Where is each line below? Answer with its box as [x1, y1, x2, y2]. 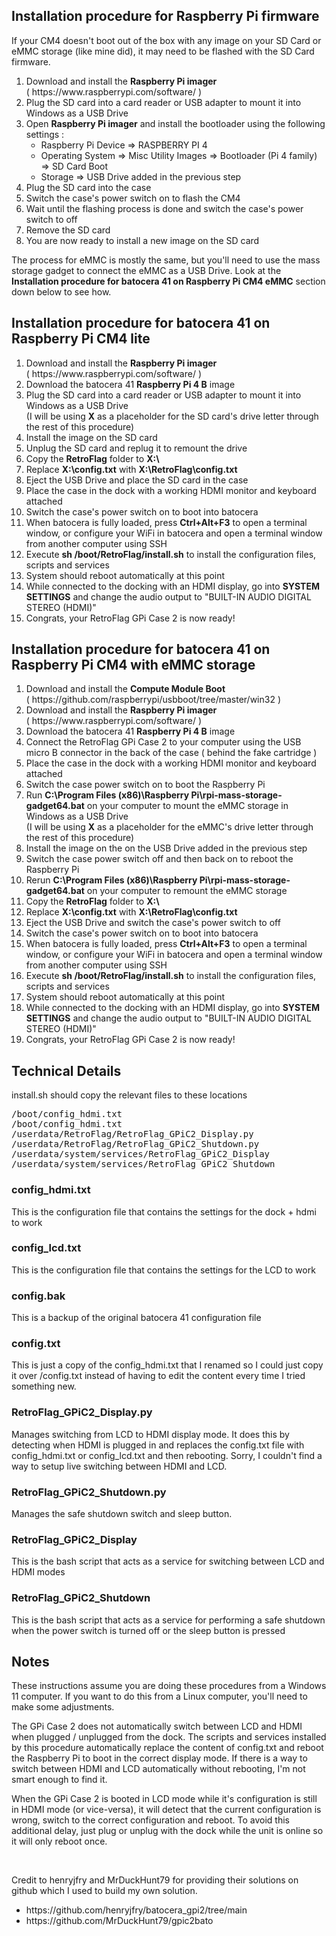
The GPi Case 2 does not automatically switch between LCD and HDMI [11, 1720, 303, 1733]
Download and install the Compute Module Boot [25, 683, 226, 695]
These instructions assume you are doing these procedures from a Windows [11, 1680, 327, 1692]
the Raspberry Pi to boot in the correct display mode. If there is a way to [11, 1752, 308, 1764]
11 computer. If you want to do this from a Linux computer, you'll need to [11, 1690, 308, 1703]
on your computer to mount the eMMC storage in [86, 800, 289, 812]
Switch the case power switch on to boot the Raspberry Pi [25, 779, 266, 791]
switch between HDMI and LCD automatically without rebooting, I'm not [11, 1763, 306, 1775]
